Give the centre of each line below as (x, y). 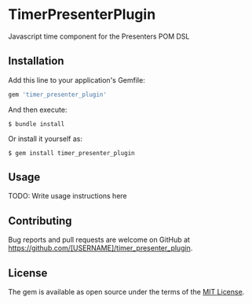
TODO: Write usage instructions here (68, 196)
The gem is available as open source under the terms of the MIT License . (126, 292)
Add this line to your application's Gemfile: (77, 80)
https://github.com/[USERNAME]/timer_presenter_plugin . (100, 248)
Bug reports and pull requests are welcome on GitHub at (99, 240)
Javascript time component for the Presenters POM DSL (99, 36)
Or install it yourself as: (45, 139)
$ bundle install (37, 124)
